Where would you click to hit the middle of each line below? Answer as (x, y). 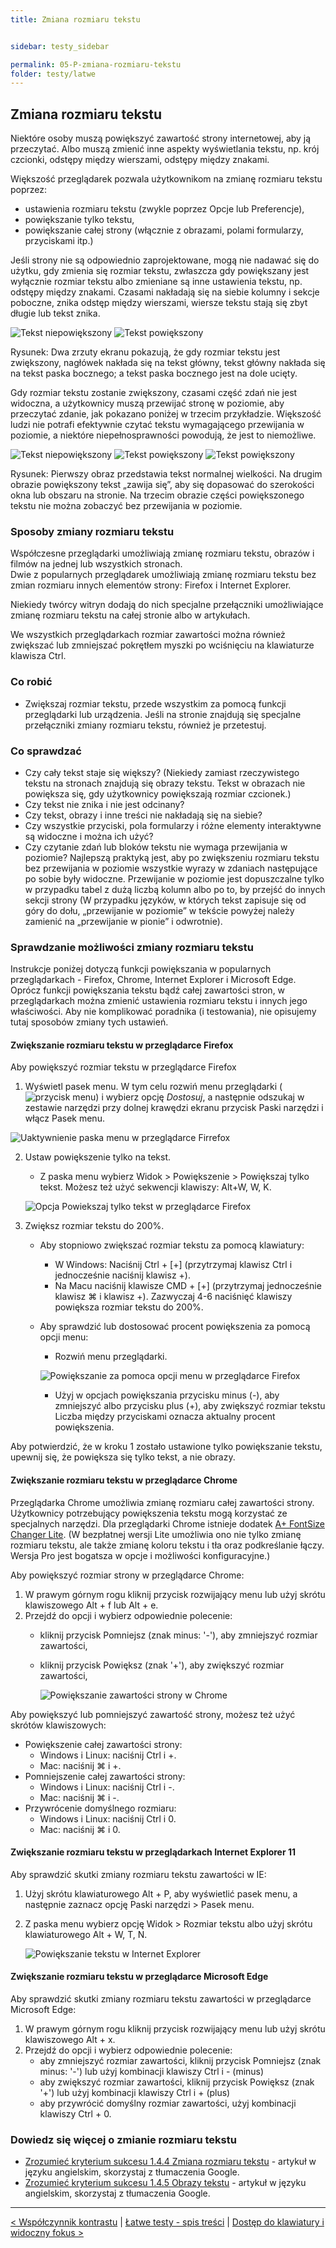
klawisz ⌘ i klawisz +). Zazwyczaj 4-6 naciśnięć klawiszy (173, 1297)
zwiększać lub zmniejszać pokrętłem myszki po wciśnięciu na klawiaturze (162, 645)
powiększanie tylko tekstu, (79, 220)
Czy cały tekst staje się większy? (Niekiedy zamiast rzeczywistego (162, 772)
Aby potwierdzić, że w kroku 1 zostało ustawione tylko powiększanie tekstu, (166, 1447)
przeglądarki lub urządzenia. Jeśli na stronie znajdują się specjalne (163, 714)
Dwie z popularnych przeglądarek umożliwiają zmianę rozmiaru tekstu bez (163, 575)
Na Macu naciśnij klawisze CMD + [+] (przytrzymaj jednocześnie (188, 1286)
